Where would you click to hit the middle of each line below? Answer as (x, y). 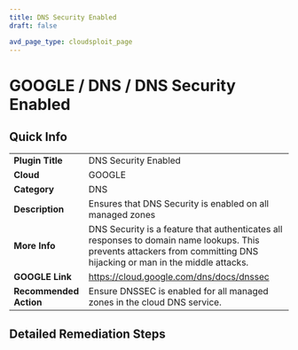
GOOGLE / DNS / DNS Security (123, 86)
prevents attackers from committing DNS (173, 252)
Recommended (47, 292)
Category (34, 190)
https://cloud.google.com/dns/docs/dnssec (179, 277)
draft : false (33, 26)
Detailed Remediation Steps (87, 334)
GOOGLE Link (43, 277)
